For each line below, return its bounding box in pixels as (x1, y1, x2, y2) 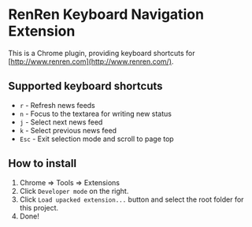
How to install (8, 157, 77, 170)
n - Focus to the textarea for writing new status (19, 109, 172, 118)
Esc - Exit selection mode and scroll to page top (19, 134, 175, 143)
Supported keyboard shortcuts (8, 80, 163, 93)
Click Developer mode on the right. (19, 186, 129, 195)
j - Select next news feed (19, 117, 103, 127)
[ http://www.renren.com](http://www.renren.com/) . (8, 57, 174, 66)
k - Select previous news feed (19, 125, 117, 135)
